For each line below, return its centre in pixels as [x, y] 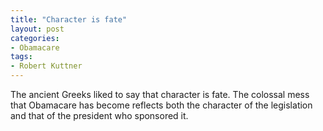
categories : [35, 38]
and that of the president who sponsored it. [99, 115]
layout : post [37, 29]
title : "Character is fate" [69, 19]
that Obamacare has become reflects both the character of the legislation [161, 105]
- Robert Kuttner [46, 66]
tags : [21, 57]
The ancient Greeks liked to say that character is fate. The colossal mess [160, 94]
